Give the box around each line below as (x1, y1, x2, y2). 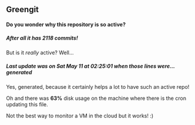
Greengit (6, 5, 39, 15)
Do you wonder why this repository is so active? (6, 20, 126, 28)
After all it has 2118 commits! (6, 34, 78, 41)
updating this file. (6, 100, 48, 107)
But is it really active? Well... (6, 49, 74, 56)
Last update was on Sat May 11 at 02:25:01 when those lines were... (6, 62, 175, 70)
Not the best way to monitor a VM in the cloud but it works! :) (6, 112, 154, 119)
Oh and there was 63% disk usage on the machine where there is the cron (6, 95, 187, 102)
